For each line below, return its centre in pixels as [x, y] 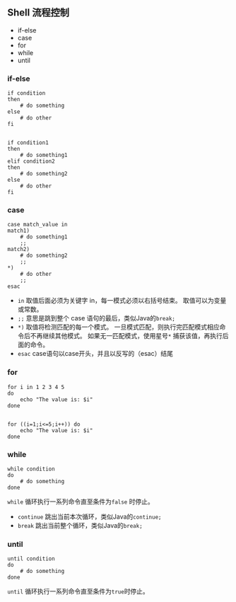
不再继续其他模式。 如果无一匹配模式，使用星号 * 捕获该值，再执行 [126, 336]
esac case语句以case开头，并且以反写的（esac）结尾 [95, 354]
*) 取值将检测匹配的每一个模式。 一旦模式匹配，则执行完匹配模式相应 [118, 327]
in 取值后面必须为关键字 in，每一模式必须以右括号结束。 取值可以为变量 [122, 301]
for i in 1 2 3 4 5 [36, 387]
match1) [19, 231]
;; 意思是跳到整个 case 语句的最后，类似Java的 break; [96, 318]
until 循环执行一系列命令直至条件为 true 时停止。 [78, 591]
